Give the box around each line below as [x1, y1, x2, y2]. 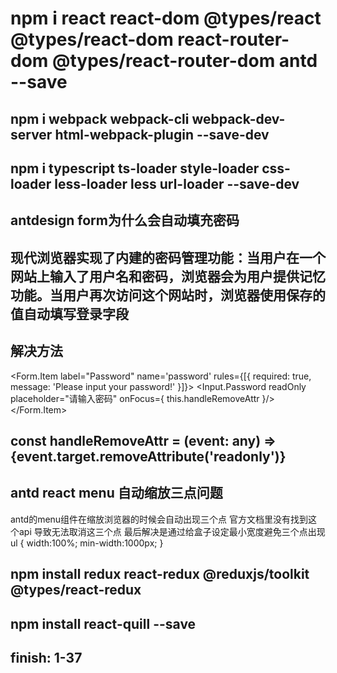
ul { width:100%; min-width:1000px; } [10, 537, 164, 549]
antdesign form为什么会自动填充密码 [10, 212, 240, 229]
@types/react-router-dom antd [52, 50, 318, 72]
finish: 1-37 [10, 649, 83, 666]
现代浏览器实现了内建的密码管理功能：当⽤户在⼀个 [10, 249, 326, 266]
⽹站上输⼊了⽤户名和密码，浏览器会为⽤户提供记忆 [10, 268, 326, 285]
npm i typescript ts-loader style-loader [10, 160, 260, 177]
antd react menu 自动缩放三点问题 [10, 485, 223, 502]
